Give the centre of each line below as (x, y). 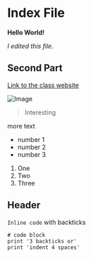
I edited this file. (31, 46)
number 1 (31, 139)
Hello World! (26, 32)
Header (24, 205)
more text (21, 126)
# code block (26, 235)
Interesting (40, 112)
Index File (36, 13)
